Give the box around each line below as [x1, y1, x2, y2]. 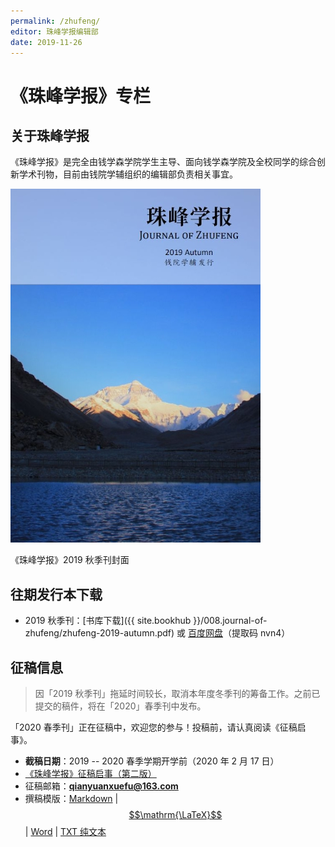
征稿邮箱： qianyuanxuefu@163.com [24, 780, 179, 792]
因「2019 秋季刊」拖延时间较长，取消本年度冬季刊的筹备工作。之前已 [34, 688, 321, 699]
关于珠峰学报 [10, 127, 90, 144]
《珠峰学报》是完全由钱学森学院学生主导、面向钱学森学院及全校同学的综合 [10, 156, 317, 168]
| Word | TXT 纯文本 [24, 826, 107, 837]
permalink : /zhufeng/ [10, 16, 101, 26]
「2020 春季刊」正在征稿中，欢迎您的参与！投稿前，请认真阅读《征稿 [10, 721, 298, 733]
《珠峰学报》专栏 [10, 85, 152, 107]
